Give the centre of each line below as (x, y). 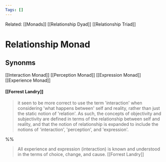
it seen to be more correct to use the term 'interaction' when (80, 103)
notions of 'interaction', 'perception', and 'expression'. (73, 129)
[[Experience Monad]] (28, 80)
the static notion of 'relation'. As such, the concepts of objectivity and (89, 113)
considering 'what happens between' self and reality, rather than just (89, 108)
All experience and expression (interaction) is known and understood (89, 149)
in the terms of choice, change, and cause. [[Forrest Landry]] (81, 154)
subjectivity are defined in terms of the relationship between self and (89, 119)
